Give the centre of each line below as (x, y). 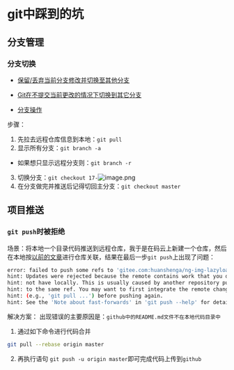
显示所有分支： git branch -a (59, 147)
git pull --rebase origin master (56, 344)
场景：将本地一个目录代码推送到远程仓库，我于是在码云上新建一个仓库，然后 (117, 248)
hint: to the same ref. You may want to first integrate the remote (109, 289)
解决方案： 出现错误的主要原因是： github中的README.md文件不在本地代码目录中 (114, 316)
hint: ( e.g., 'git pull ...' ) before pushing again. (85, 296)
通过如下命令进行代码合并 (54, 331)
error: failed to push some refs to (60, 270)
